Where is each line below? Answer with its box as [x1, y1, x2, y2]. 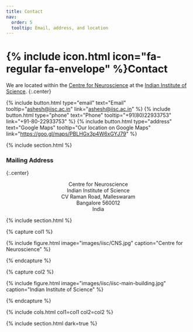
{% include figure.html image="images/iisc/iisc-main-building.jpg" [6, 280, 167, 287]
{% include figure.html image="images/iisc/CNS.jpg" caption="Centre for [6, 240, 183, 247]
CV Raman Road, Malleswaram [61, 193, 136, 200]
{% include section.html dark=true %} [6, 320, 98, 327]
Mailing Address [6, 156, 54, 164]
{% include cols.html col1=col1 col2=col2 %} [6, 309, 114, 316]
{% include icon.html [6, 50, 111, 63]
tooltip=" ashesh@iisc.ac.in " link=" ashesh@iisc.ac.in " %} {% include [6, 106, 171, 113]
